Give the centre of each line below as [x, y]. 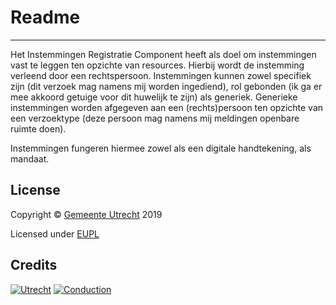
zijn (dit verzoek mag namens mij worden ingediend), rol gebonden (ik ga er [166, 86]
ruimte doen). [38, 128]
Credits [34, 265]
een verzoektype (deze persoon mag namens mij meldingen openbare [155, 118]
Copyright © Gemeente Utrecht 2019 [86, 214]
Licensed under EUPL [55, 233]
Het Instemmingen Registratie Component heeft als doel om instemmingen [163, 54]
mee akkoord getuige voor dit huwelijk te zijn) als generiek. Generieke [154, 97]
